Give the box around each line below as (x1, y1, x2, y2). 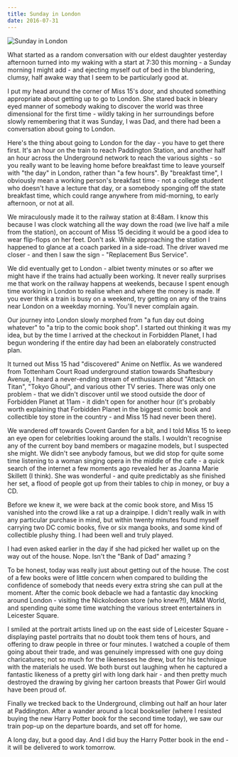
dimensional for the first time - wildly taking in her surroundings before (7, 109, 215, 118)
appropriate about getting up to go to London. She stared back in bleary (7, 94, 218, 103)
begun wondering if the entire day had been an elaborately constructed (7, 338, 217, 347)
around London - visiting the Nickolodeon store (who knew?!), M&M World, (7, 596, 227, 604)
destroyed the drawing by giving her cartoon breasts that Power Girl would (7, 677, 226, 686)
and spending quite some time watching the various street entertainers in (7, 603, 222, 612)
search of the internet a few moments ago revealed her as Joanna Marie (7, 463, 219, 473)
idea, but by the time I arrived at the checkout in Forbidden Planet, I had (7, 331, 217, 339)
